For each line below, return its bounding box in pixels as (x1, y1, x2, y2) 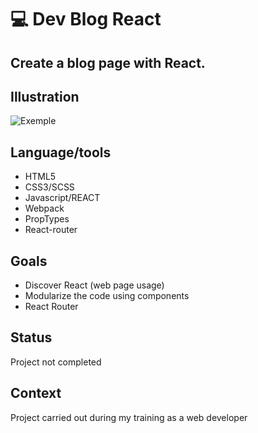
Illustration (10, 88, 80, 105)
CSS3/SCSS (24, 181, 75, 193)
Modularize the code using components (24, 290, 190, 302)
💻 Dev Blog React (10, 8, 162, 31)
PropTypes (24, 213, 70, 225)
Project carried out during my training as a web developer (10, 411, 248, 423)
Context (10, 385, 62, 402)
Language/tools (10, 144, 112, 161)
